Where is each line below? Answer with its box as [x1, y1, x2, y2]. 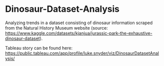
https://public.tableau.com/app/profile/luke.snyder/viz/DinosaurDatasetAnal [5, 50, 159, 56]
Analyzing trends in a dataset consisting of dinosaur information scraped [5, 20, 153, 26]
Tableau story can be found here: [5, 45, 73, 51]
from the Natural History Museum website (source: [5, 25, 108, 31]
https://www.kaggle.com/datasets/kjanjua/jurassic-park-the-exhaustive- [5, 30, 153, 36]
